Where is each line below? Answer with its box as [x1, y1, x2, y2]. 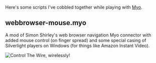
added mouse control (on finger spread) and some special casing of [5, 37, 146, 43]
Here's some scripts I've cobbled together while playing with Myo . [5, 4, 142, 10]
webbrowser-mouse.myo [5, 18, 87, 27]
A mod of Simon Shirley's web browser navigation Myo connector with [5, 32, 151, 38]
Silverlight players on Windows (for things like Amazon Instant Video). [5, 42, 150, 48]
